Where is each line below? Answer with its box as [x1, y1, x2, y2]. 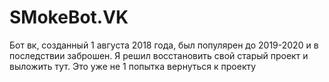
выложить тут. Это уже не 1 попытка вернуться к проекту [9, 60, 257, 72]
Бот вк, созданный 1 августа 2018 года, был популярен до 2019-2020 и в [9, 39, 319, 51]
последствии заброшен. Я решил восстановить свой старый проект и [9, 49, 309, 61]
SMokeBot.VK [9, 6, 129, 29]
